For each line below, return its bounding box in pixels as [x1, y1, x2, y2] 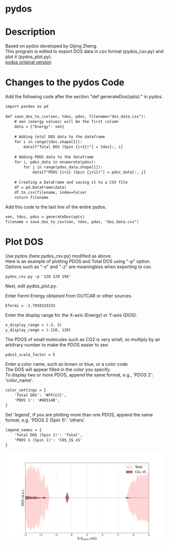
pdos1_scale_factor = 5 [5, 352, 56, 357]
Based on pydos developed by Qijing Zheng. [5, 43, 98, 49]
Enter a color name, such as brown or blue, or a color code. [5, 361, 129, 367]
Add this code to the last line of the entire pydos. [5, 204, 107, 210]
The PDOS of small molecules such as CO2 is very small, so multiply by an [5, 336, 160, 342]
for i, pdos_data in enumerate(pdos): [14, 160, 96, 165]
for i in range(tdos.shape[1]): [14, 140, 82, 145]
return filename [14, 195, 49, 200]
